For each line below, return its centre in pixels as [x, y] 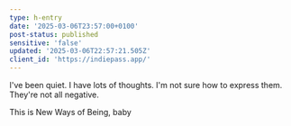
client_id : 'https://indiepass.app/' [80, 59]
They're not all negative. [54, 94]
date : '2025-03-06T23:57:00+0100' [74, 26]
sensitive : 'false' [46, 43]
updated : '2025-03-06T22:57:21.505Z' [80, 51]
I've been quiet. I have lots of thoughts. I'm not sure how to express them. [146, 85]
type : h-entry [36, 18]
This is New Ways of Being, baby [71, 112]
